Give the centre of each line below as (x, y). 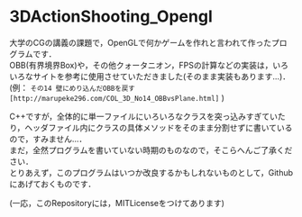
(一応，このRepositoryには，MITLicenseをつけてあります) (117, 203)
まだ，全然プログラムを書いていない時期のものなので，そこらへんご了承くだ (151, 149)
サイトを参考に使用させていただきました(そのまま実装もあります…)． (162, 76)
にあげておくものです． (53, 184)
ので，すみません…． (48, 139)
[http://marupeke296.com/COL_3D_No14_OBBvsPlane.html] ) (117, 97)
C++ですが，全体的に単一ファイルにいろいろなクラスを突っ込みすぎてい (143, 116)
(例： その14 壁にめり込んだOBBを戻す (72, 87)
